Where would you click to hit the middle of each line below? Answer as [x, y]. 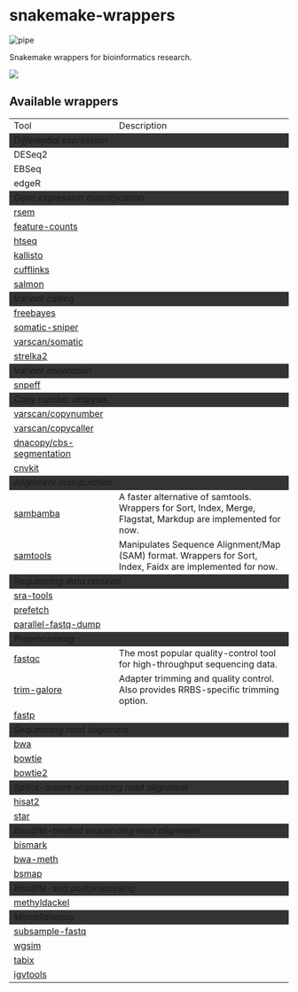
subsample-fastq [50, 931]
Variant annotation [53, 371]
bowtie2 [31, 772]
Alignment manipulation [63, 482]
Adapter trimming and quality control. [196, 678]
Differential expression [61, 140]
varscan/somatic [49, 341]
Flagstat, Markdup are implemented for [200, 519]
